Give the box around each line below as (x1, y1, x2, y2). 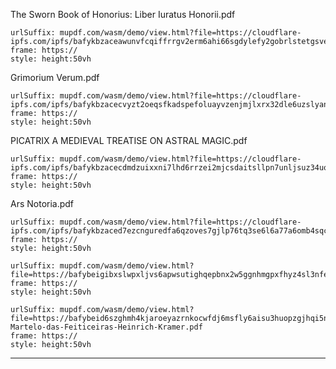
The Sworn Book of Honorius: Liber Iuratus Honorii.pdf (10, 9, 236, 20)
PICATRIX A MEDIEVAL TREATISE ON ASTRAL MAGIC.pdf (10, 135, 248, 146)
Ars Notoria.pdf (10, 198, 75, 209)
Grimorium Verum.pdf (10, 72, 100, 83)
